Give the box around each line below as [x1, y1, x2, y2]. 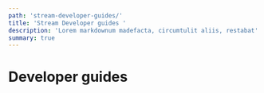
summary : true [8, 33, 56, 42]
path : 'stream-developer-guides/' [8, 11, 124, 20]
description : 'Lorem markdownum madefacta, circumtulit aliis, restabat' [8, 26, 259, 34]
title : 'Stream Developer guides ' [8, 19, 127, 27]
